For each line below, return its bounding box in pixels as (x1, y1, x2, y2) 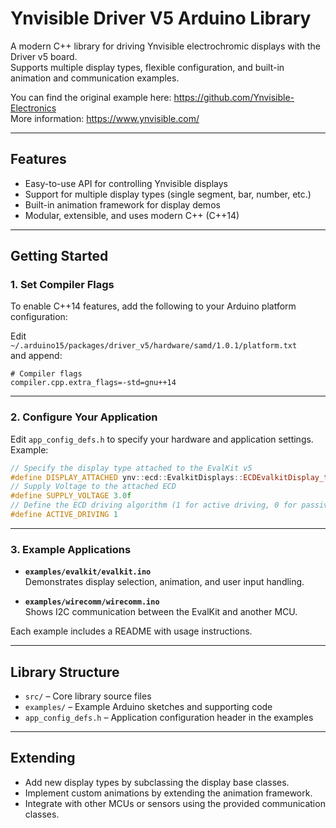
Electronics (10, 102, 57, 114)
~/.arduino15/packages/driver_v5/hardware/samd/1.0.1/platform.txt (10, 341, 298, 351)
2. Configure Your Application (10, 410, 158, 424)
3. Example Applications (10, 542, 132, 556)
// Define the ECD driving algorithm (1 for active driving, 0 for (10, 500, 298, 511)
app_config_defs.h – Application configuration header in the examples (24, 712, 314, 724)
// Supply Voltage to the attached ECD (10, 482, 177, 492)
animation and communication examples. (10, 72, 180, 84)
